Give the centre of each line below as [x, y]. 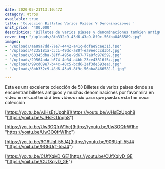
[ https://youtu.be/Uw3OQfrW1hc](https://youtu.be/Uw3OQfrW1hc [72, 127]
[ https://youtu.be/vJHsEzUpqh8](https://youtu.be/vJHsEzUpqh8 [70, 112]
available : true [22, 19]
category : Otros [22, 14]
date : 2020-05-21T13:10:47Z [34, 10]
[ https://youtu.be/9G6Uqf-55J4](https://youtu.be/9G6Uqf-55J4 [69, 142]
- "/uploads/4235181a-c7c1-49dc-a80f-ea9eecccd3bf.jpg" [63, 50]
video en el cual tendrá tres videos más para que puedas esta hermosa [77, 97]
